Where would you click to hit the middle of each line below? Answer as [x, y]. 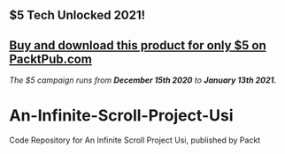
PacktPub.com [51, 59]
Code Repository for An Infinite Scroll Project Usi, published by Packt [135, 140]
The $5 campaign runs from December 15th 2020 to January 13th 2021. [143, 80]
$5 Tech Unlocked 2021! [77, 15]
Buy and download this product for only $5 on [138, 45]
